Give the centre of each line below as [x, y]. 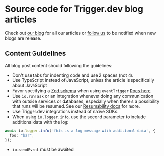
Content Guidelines [35, 54]
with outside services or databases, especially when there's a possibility [86, 101]
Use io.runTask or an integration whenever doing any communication [83, 96]
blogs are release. [23, 38]
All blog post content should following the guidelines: [59, 65]
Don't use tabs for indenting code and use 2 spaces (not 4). [73, 75]
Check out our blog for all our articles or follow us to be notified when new [81, 33]
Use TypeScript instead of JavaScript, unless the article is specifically [83, 80]
